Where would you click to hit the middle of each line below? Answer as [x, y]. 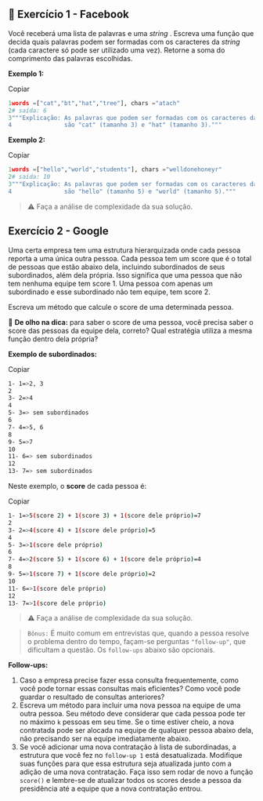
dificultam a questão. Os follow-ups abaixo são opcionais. [121, 650]
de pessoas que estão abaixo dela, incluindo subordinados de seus [117, 267]
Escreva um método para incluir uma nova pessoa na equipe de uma [130, 705]
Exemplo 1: [26, 73]
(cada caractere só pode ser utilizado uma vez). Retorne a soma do [117, 50]
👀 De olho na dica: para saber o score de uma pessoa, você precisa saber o [131, 322]
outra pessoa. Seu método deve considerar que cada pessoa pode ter [132, 714]
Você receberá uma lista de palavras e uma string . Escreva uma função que [131, 33]
